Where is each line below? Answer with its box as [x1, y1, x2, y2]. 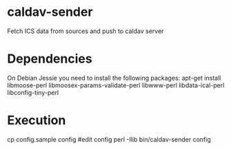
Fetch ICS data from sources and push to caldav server [7, 27, 164, 35]
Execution [7, 113, 66, 128]
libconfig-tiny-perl [7, 88, 59, 96]
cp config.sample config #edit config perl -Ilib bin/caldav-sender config [7, 135, 212, 143]
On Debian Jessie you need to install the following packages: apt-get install [7, 74, 221, 82]
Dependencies [7, 51, 92, 67]
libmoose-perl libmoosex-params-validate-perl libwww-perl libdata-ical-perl [7, 81, 225, 89]
